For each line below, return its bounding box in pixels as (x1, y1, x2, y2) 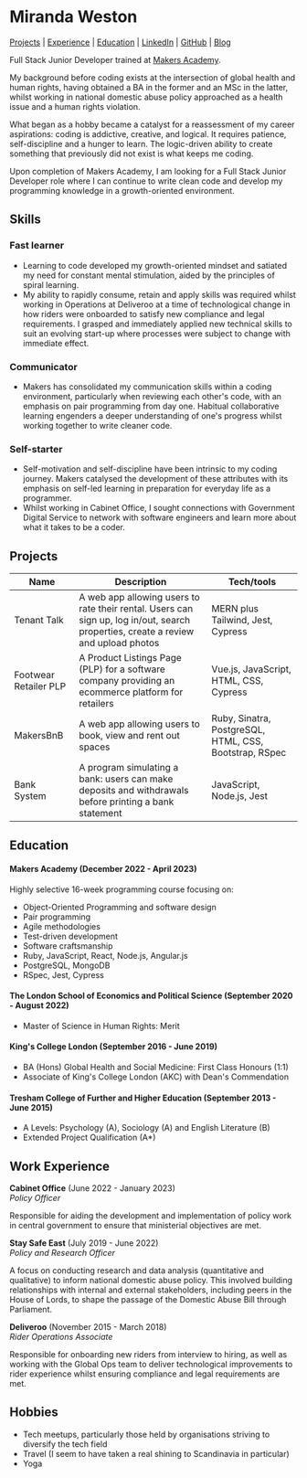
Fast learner (9, 239, 65, 252)
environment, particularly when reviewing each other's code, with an (22, 390, 281, 401)
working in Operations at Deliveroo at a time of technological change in (22, 299, 291, 310)
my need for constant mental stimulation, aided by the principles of (22, 270, 276, 281)
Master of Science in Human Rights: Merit (22, 1020, 180, 1031)
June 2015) (9, 1101, 53, 1112)
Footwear (14, 669, 55, 682)
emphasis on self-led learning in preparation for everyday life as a (22, 483, 271, 494)
